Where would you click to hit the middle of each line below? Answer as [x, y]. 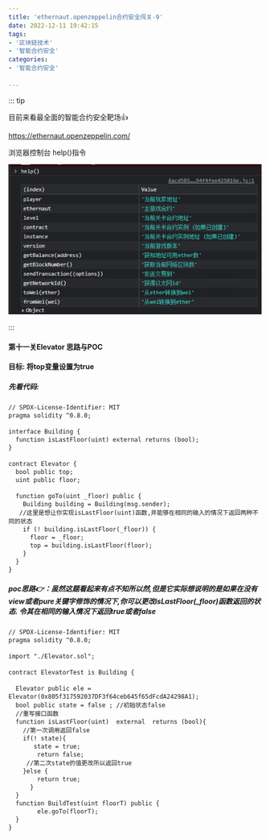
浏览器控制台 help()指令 [47, 152]
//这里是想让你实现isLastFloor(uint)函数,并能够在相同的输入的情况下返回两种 [136, 513]
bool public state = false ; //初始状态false [91, 705]
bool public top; [45, 472]
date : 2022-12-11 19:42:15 [53, 25]
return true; [59, 779]
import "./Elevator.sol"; [51, 657]
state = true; [57, 747]
